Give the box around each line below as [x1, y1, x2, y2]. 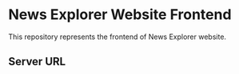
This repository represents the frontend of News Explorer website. [8, 32, 226, 41]
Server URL [8, 55, 66, 68]
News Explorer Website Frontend [8, 6, 232, 24]
